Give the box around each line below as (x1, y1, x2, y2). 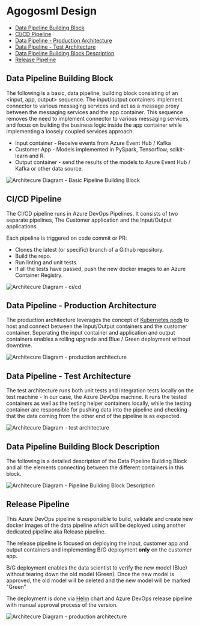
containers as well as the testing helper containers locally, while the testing (6, 400, 192, 407)
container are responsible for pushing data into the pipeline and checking (6, 406, 188, 413)
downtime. (6, 342, 32, 349)
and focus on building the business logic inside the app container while (6, 121, 182, 129)
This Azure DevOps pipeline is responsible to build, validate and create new (6, 515, 193, 522)
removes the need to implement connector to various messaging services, (6, 115, 190, 122)
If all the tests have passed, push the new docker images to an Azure (14, 265, 186, 272)
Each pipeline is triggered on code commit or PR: (6, 234, 127, 242)
